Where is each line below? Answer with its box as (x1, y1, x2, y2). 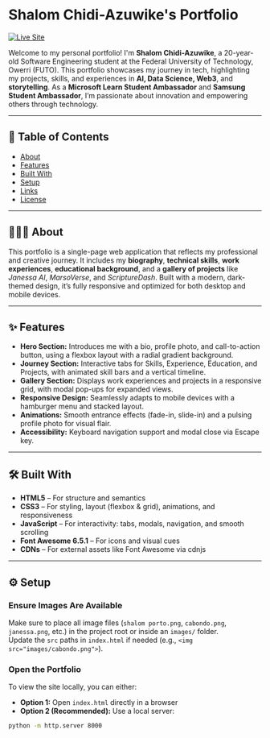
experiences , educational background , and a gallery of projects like (8, 263, 239, 273)
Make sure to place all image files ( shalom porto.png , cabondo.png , (8, 618, 227, 628)
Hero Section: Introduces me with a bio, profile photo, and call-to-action (19, 342, 260, 351)
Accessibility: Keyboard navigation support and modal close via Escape (19, 427, 260, 437)
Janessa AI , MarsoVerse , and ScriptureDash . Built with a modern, (8, 272, 226, 282)
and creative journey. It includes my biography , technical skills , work (8, 255, 239, 265)
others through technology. (8, 99, 99, 109)
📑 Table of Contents (8, 131, 109, 144)
